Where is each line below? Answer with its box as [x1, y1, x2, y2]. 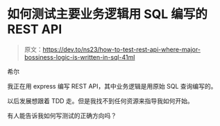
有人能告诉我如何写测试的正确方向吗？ [7, 111, 117, 120]
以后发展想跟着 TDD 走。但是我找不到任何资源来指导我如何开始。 [7, 96, 194, 105]
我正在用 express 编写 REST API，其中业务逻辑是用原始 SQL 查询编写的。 [7, 82, 217, 90]
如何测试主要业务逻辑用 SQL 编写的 [7, 6, 208, 22]
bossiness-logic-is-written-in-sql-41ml [24, 53, 135, 61]
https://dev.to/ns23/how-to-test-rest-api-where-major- [42, 45, 201, 53]
